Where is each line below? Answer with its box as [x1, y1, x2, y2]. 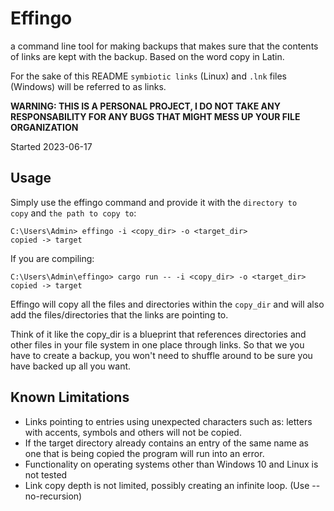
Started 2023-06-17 [10, 140, 93, 152]
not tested [24, 468, 68, 481]
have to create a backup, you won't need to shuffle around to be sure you [10, 349, 313, 361]
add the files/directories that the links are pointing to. [10, 308, 229, 321]
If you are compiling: [10, 252, 95, 264]
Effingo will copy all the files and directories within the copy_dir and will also [10, 298, 325, 310]
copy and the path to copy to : [10, 207, 137, 219]
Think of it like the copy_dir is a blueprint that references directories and [10, 328, 307, 340]
